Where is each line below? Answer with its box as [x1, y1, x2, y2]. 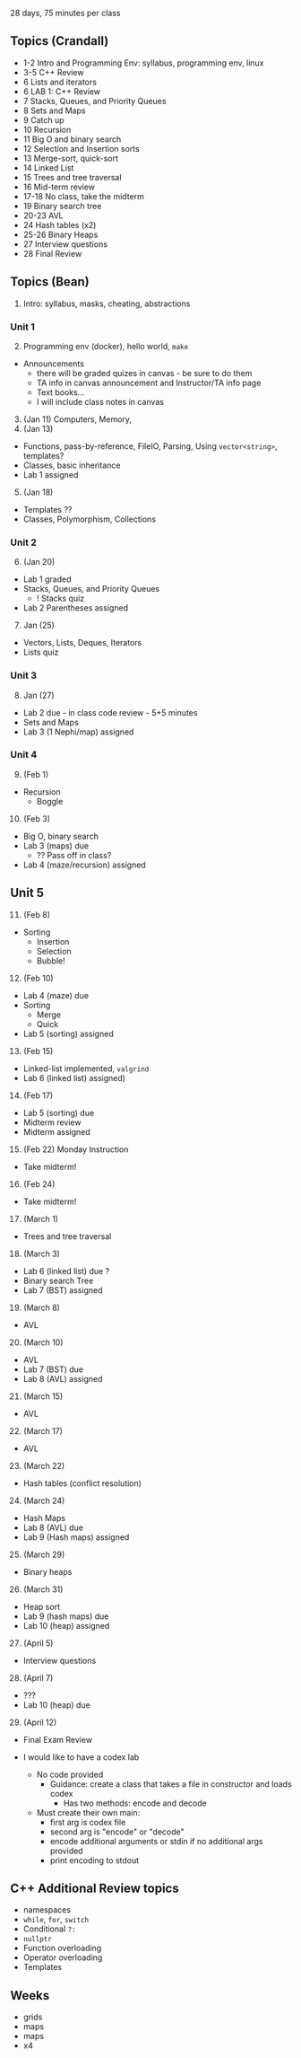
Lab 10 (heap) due [22, 1699, 90, 1710]
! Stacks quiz [36, 593, 85, 604]
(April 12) [22, 1717, 57, 1728]
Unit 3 [10, 669, 38, 682]
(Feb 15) [22, 1045, 54, 1056]
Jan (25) [22, 620, 55, 631]
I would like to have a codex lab [22, 1751, 140, 1763]
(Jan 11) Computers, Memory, [22, 413, 133, 425]
